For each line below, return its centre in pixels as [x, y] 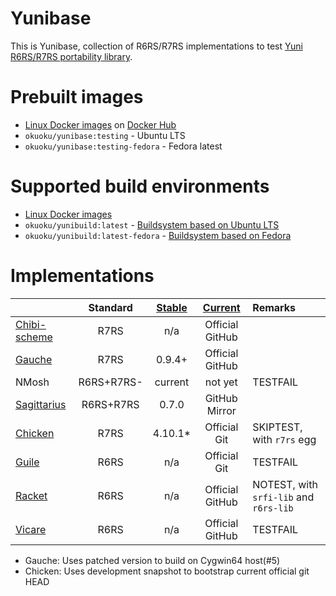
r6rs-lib [273, 508]
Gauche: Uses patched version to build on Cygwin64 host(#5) [152, 560]
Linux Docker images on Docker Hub [100, 124]
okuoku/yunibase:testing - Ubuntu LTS [105, 135]
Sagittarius [41, 404]
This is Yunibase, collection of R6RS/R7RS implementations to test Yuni [156, 46]
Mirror [221, 410]
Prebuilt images [77, 97]
